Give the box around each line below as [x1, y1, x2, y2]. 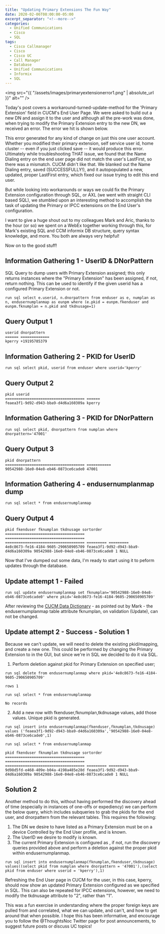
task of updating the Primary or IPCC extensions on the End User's [5, 202, 140, 208]
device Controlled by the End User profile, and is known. [12, 829, 127, 835]
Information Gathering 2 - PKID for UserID [5, 352, 135, 361]
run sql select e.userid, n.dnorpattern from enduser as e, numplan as [5, 295, 155, 300]
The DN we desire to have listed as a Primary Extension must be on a [12, 823, 153, 830]
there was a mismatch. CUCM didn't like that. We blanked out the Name [5, 161, 151, 167]
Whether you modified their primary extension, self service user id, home [5, 140, 154, 146]
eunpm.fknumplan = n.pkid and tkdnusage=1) [5, 304, 96, 309]
